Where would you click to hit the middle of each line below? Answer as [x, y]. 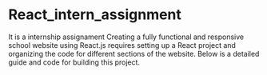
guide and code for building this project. [74, 62]
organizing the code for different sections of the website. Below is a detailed [134, 53]
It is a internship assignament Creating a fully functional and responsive [126, 37]
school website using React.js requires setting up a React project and [122, 45]
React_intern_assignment [95, 15]
